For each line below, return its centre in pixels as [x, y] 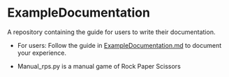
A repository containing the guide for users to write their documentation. [111, 32]
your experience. [42, 53]
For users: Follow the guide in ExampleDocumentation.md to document [119, 45]
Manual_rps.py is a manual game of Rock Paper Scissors [99, 66]
